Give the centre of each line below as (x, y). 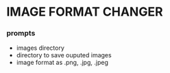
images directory (40, 48)
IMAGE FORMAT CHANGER (85, 12)
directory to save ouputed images (64, 55)
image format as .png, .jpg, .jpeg (62, 63)
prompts (21, 33)
